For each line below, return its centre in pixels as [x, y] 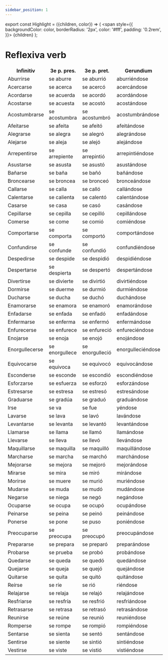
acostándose [132, 103]
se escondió [96, 375]
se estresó [94, 391]
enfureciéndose [135, 330]
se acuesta [62, 103]
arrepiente [61, 157]
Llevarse [18, 441]
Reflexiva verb [36, 55]
